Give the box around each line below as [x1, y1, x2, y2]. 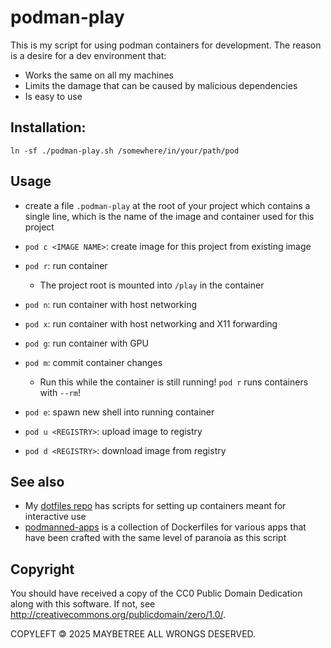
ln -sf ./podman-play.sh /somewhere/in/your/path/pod [10, 146, 240, 156]
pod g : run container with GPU [24, 337, 149, 349]
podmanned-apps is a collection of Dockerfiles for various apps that [24, 521, 307, 533]
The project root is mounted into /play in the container [39, 279, 265, 291]
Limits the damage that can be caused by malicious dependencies [24, 79, 298, 91]
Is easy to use [24, 90, 83, 102]
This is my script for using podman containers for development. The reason [10, 39, 322, 51]
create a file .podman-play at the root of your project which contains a [24, 199, 311, 211]
